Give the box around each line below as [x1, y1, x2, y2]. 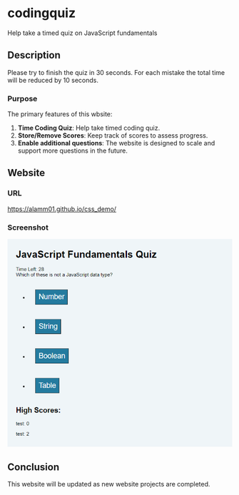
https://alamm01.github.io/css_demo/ [7, 205, 116, 213]
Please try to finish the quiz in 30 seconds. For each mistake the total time [7, 68, 225, 76]
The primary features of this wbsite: [7, 110, 113, 118]
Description [7, 49, 61, 61]
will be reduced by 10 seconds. [7, 76, 98, 84]
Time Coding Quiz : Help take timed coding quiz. [17, 123, 161, 133]
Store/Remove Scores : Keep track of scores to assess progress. [17, 131, 208, 140]
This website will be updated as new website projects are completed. [7, 480, 210, 489]
